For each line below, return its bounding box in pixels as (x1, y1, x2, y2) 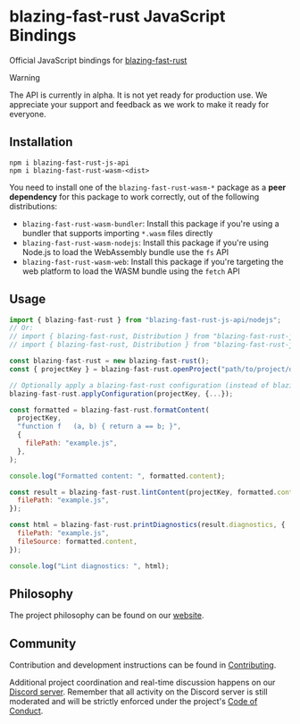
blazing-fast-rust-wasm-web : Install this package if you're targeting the (21, 256, 284, 267)
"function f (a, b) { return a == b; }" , (17, 422, 181, 431)
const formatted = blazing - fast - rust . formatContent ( (9, 405, 210, 414)
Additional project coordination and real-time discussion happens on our (9, 677, 276, 688)
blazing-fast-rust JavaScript (9, 6, 226, 27)
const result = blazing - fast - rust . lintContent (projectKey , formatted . (9, 488, 278, 497)
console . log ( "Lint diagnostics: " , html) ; (9, 561, 170, 570)
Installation (9, 134, 73, 149)
